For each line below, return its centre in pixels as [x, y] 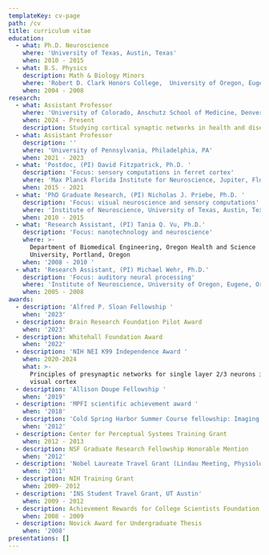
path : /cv [25, 23]
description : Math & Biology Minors [84, 75]
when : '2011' [44, 471]
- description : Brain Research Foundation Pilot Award [109, 322]
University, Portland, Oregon [80, 255]
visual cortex [53, 382]
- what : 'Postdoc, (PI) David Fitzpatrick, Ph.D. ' [104, 165]
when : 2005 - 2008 [53, 292]
